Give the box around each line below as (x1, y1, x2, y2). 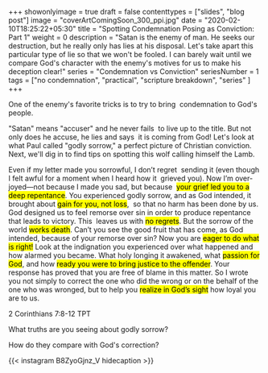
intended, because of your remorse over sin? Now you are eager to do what (8, 234, 260, 242)
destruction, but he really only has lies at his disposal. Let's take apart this (8, 41, 254, 51)
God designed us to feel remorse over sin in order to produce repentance (8, 208, 251, 217)
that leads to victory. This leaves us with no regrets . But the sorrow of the (8, 217, 254, 226)
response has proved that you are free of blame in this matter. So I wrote (8, 267, 249, 277)
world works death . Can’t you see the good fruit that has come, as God (8, 225, 244, 234)
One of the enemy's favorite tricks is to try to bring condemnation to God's (8, 100, 258, 109)
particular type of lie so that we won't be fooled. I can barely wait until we (8, 50, 252, 59)
